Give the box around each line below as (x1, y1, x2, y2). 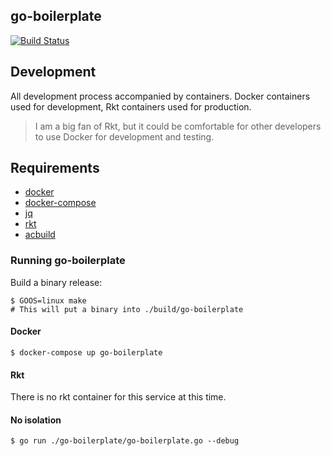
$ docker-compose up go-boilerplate (10, 347, 163, 358)
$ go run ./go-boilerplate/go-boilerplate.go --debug (10, 436, 240, 446)
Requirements (10, 160, 100, 177)
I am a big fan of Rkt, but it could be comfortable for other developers (34, 120, 322, 132)
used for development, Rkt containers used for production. (10, 100, 252, 113)
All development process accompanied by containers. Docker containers (10, 90, 311, 102)
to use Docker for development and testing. (34, 130, 215, 143)
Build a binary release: (10, 276, 103, 288)
